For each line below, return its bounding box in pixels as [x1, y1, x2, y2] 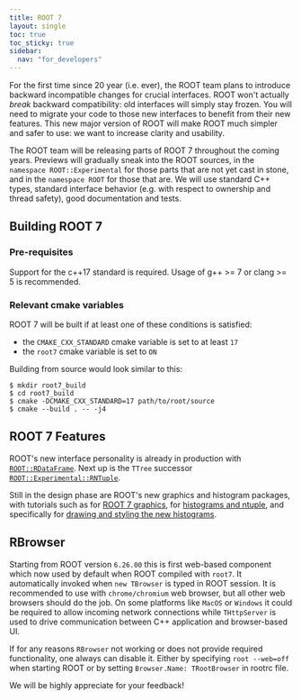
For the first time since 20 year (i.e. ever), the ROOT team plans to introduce [9, 80, 291, 90]
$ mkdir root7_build [9, 380, 87, 390]
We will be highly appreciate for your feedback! [9, 679, 185, 690]
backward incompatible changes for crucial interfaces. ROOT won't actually [9, 89, 289, 100]
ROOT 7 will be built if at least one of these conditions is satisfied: [9, 319, 252, 330]
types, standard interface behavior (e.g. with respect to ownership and [9, 184, 271, 194]
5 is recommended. [9, 276, 81, 286]
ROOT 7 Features [9, 429, 106, 444]
